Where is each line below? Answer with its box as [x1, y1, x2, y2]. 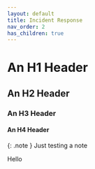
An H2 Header [7, 87, 70, 99]
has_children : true [7, 29, 64, 37]
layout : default [7, 10, 54, 17]
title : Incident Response [7, 17, 82, 24]
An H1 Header [7, 60, 89, 75]
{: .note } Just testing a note [7, 141, 88, 149]
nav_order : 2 [7, 23, 45, 30]
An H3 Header [7, 108, 57, 118]
